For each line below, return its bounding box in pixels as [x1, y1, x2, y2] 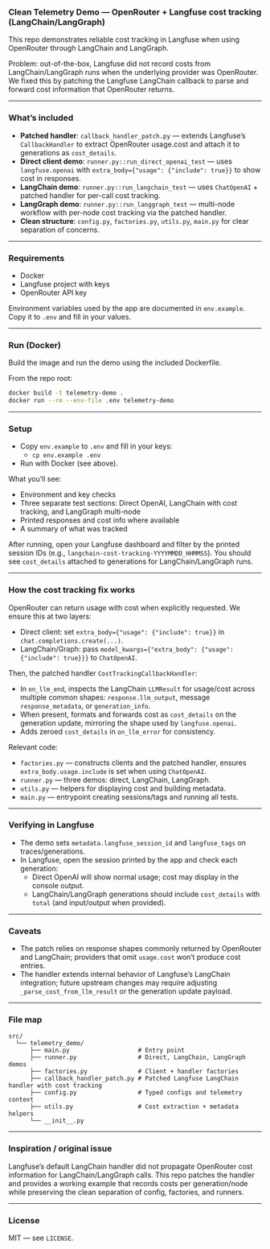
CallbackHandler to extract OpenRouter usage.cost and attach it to [19, 139, 240, 149]
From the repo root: [8, 374, 72, 383]
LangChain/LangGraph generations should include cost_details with [31, 889, 260, 899]
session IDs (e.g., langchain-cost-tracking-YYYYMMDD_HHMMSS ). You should [8, 548, 252, 558]
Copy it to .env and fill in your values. [8, 312, 131, 321]
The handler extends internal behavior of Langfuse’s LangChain [19, 970, 231, 979]
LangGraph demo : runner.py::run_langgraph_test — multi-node [19, 199, 235, 209]
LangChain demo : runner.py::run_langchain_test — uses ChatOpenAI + [19, 182, 259, 192]
